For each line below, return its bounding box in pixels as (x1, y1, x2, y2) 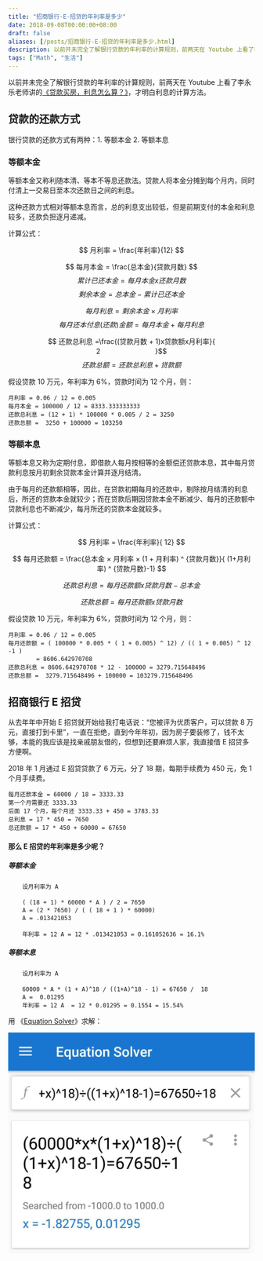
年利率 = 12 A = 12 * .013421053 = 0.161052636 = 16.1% (22, 930, 205, 938)
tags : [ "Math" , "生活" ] (8, 54, 84, 62)
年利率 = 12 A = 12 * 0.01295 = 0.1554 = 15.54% (22, 1001, 184, 1009)
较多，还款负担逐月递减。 (8, 212, 91, 221)
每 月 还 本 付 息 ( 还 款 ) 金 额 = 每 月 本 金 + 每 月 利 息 (58, 320, 205, 330)
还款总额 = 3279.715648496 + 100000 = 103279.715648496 (8, 672, 193, 680)
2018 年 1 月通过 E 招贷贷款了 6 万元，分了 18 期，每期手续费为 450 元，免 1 (8, 764, 252, 773)
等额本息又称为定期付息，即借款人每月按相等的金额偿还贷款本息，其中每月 (8, 458, 248, 467)
